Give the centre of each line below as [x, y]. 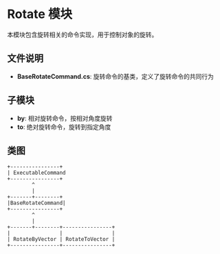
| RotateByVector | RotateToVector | [61, 240]
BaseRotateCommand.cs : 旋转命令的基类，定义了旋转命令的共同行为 [115, 76]
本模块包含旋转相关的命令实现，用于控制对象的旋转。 [82, 35]
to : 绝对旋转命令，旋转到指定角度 [64, 127]
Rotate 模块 [40, 14]
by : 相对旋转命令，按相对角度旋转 [65, 118]
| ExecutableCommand [37, 173]
